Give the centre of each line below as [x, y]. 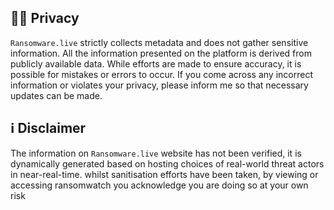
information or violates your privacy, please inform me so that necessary [159, 85]
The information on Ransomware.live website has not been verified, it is [156, 153]
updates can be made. [56, 95]
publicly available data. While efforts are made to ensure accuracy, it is [156, 63]
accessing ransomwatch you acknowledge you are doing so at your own [159, 185]
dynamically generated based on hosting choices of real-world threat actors [167, 163]
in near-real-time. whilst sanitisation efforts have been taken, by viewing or [164, 174]
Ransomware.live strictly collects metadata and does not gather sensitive [159, 42]
